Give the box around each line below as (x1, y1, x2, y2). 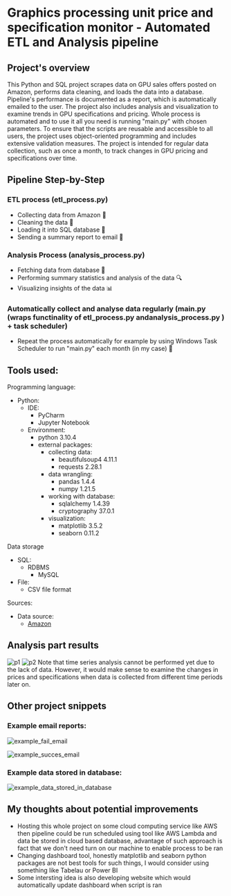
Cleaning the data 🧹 (17, 218, 74, 226)
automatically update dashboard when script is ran (17, 881, 163, 889)
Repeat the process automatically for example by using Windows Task (17, 337, 218, 345)
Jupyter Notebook (37, 418, 90, 427)
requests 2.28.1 (58, 463, 102, 471)
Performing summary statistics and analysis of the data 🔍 (17, 273, 183, 282)
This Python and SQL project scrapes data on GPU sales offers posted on (7, 80, 216, 88)
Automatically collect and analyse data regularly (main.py (7, 304, 206, 313)
